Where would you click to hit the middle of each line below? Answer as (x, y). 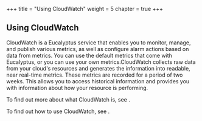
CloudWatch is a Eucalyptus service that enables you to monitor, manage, (99, 43)
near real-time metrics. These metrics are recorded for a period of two (95, 75)
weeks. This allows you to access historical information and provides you (98, 81)
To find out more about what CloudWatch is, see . (68, 99)
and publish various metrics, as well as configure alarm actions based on (98, 49)
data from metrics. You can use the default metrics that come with (89, 55)
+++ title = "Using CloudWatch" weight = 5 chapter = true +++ (85, 9)
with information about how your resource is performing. (77, 88)
